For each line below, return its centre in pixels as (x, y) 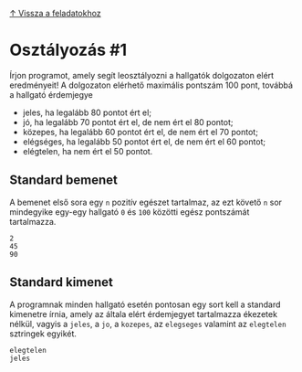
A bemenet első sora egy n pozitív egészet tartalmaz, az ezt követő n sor (146, 202)
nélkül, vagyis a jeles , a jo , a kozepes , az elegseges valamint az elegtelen (148, 324)
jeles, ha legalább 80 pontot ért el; (87, 112)
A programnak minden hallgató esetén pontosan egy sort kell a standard (145, 304)
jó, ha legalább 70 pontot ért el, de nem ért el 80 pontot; (128, 122)
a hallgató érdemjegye (52, 94)
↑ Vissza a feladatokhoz (56, 13)
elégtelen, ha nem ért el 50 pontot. (88, 151)
